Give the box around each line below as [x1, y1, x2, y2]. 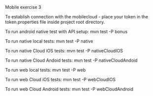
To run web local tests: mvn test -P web [5, 67, 86, 73]
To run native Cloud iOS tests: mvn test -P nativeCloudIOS [5, 48, 123, 53]
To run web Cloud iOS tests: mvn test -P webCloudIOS [5, 77, 116, 82]
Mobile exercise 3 [5, 4, 41, 10]
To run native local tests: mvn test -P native [5, 38, 93, 44]
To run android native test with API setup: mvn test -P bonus [5, 29, 128, 34]
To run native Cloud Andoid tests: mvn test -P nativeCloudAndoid [5, 57, 138, 63]
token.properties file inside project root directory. [5, 19, 105, 25]
